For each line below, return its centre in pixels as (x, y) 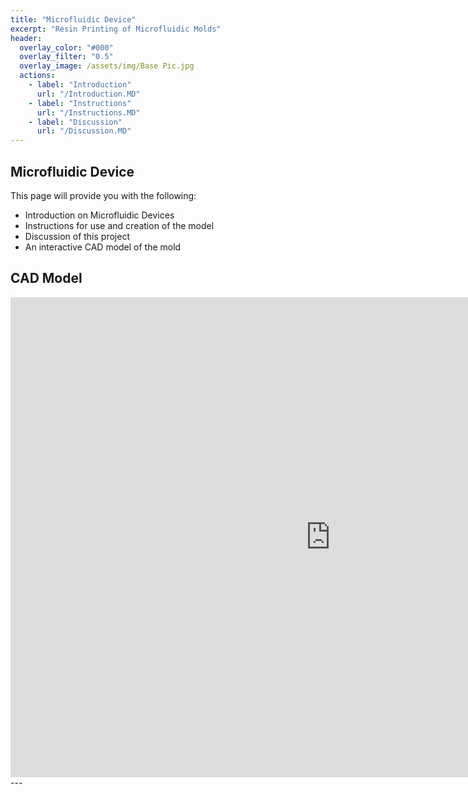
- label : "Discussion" (75, 122)
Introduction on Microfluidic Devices (99, 215)
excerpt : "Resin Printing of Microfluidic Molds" (116, 29)
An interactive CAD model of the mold (103, 247)
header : (26, 38)
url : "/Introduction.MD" (88, 94)
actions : (37, 76)
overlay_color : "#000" (66, 47)
